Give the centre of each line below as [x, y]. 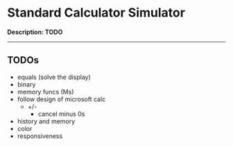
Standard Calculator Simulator [96, 13]
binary [26, 84]
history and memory [46, 121]
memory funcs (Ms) [45, 92]
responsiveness [40, 136]
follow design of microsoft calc [61, 99]
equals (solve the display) [54, 77]
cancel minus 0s [61, 114]
